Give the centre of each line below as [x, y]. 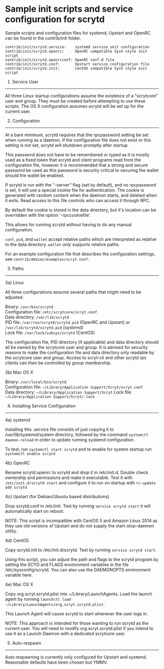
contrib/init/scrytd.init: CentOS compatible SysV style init [76, 68]
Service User [25, 82]
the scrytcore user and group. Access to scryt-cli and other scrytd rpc [76, 357]
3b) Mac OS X [19, 372]
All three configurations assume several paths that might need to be [73, 292]
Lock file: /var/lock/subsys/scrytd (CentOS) [50, 333]
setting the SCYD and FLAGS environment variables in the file [67, 564]
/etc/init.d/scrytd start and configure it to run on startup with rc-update [81, 482]
